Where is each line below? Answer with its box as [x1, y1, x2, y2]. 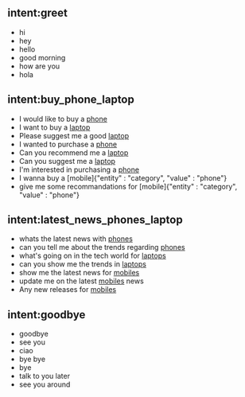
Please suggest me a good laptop [18, 130, 129, 140]
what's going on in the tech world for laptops [18, 251, 166, 261]
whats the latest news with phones [18, 234, 133, 243]
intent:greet [7, 6, 68, 20]
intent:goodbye [7, 308, 86, 321]
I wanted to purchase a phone [18, 139, 117, 149]
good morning [18, 53, 66, 62]
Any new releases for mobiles [18, 285, 117, 294]
